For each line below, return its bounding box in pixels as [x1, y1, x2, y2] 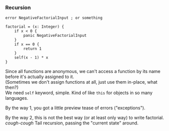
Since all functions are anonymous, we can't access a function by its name [5, 69, 160, 75]
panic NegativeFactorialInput [23, 33, 87, 38]
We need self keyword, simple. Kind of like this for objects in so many [5, 90, 153, 96]
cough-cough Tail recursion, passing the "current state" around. [5, 120, 139, 126]
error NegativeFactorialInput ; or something [5, 16, 102, 21]
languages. [5, 95, 29, 101]
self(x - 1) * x [14, 55, 49, 60]
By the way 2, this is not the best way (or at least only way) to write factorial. [5, 115, 164, 121]
